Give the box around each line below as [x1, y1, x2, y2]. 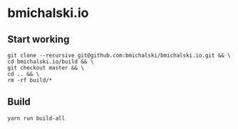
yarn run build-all [7, 115, 66, 122]
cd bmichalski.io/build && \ [7, 58, 94, 65]
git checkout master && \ [7, 64, 84, 72]
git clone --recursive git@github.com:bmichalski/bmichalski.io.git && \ [7, 52, 232, 59]
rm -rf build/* [7, 77, 53, 84]
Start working [7, 33, 70, 45]
